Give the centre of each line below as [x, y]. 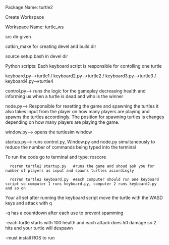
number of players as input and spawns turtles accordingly [70, 171]
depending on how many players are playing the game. [62, 122]
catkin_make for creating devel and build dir [51, 46]
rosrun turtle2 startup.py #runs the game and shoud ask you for [82, 166]
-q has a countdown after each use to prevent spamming [64, 213]
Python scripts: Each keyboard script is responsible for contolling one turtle [83, 66]
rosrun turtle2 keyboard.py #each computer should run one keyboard [84, 179]
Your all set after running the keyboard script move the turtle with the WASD [84, 198]
